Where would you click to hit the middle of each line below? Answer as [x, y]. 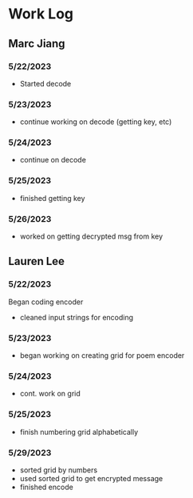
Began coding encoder [46, 302]
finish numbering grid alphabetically [79, 432]
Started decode [45, 83]
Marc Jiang [37, 44]
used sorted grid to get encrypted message [91, 478]
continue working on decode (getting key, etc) [96, 122]
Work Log [41, 14]
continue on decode [53, 160]
